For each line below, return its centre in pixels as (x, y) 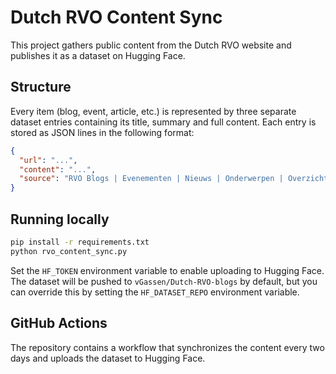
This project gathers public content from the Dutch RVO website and (151, 45)
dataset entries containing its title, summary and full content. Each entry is (163, 122)
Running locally (60, 219)
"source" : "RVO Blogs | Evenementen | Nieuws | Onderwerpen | (151, 179)
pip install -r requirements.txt (80, 242)
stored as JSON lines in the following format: (102, 132)
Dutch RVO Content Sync (116, 17)
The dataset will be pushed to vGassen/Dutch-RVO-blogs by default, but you (164, 281)
